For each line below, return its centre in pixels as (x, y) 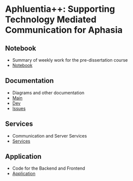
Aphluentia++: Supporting (60, 9)
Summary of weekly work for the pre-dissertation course (70, 60)
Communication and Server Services (50, 136)
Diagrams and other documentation (48, 93)
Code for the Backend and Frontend (49, 168)
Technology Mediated (51, 19)
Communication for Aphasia (64, 30)
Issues (19, 108)
